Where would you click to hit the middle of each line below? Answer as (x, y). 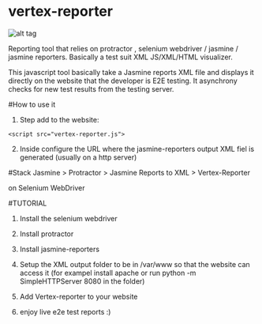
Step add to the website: (59, 119)
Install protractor (47, 234)
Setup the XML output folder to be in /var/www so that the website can (135, 264)
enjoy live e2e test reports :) (65, 311)
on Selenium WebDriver (47, 187)
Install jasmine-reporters (60, 249)
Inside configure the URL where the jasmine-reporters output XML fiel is (137, 149)
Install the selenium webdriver (68, 218)
